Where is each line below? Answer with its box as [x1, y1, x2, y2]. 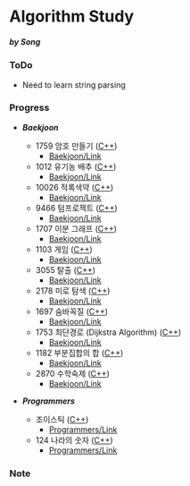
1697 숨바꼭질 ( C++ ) [35, 306, 109, 317]
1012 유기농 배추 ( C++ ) [35, 161, 117, 172]
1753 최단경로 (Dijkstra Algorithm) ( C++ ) [35, 327, 182, 337]
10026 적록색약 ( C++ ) [35, 182, 114, 192]
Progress [9, 101, 50, 114]
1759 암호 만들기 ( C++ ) [35, 141, 118, 151]
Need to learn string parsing [21, 79, 127, 90]
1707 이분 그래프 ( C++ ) [35, 223, 118, 234]
